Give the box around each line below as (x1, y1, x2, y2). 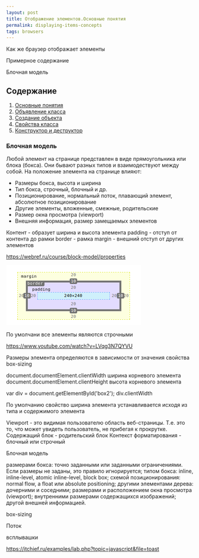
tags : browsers (6, 29, 44, 35)
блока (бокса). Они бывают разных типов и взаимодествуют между (6, 161, 179, 169)
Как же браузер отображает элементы (6, 45, 105, 53)
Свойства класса (14, 121, 59, 128)
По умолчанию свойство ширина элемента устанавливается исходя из (6, 401, 188, 409)
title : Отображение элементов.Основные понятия (6, 15, 127, 22)
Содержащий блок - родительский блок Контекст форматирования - (6, 432, 182, 439)
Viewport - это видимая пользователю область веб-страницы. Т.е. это (6, 419, 185, 426)
